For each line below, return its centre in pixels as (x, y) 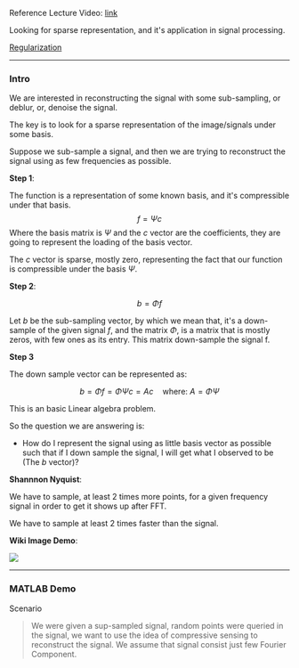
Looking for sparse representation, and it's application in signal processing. (147, 30)
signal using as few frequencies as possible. (90, 161)
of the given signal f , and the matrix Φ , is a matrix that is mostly (154, 330)
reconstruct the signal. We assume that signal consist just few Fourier (158, 644)
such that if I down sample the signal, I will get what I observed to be (148, 452)
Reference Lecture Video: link (64, 13)
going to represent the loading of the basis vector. (101, 242)
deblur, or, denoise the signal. (64, 108)
